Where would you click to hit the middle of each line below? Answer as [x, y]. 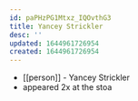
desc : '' [26, 35]
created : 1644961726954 [54, 52]
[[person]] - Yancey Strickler [76, 77]
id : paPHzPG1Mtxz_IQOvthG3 [60, 18]
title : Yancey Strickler [56, 26]
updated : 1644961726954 [54, 43]
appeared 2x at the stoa [67, 87]
